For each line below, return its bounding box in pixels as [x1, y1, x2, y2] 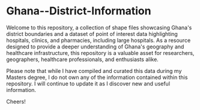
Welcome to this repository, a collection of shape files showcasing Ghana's [6, 24, 192, 31]
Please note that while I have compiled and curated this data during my [6, 67, 182, 74]
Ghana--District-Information [6, 4, 151, 18]
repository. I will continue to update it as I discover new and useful [6, 80, 170, 87]
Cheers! [6, 97, 26, 105]
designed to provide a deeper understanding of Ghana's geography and [6, 43, 184, 50]
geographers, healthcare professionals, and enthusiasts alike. [6, 56, 159, 63]
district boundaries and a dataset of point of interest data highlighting [6, 30, 178, 37]
